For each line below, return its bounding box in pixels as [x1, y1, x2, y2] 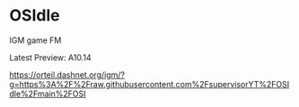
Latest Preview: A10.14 [9, 52, 92, 62]
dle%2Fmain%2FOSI [9, 88, 87, 99]
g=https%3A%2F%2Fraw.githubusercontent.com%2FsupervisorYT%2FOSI [9, 78, 290, 89]
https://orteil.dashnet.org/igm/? [9, 69, 126, 80]
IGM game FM [9, 35, 62, 45]
